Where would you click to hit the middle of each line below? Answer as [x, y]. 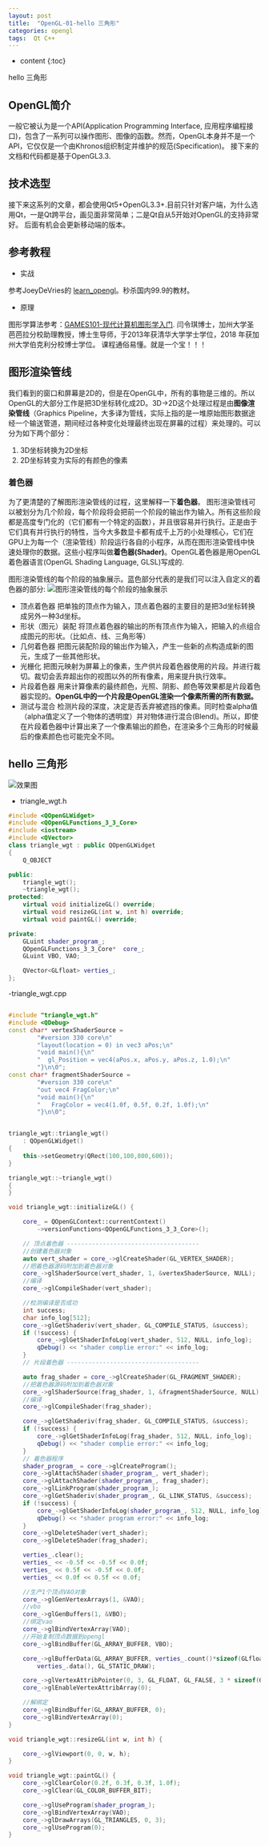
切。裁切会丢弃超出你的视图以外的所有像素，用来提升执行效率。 [125, 676]
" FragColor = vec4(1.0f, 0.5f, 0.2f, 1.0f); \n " [123, 1105]
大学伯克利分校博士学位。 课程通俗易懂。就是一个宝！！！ [110, 344]
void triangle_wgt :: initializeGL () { [71, 1208]
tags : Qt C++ [32, 38]
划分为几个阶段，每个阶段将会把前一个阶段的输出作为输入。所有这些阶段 [141, 512]
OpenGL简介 [40, 105]
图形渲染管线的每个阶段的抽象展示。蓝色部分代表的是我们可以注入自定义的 [131, 579]
